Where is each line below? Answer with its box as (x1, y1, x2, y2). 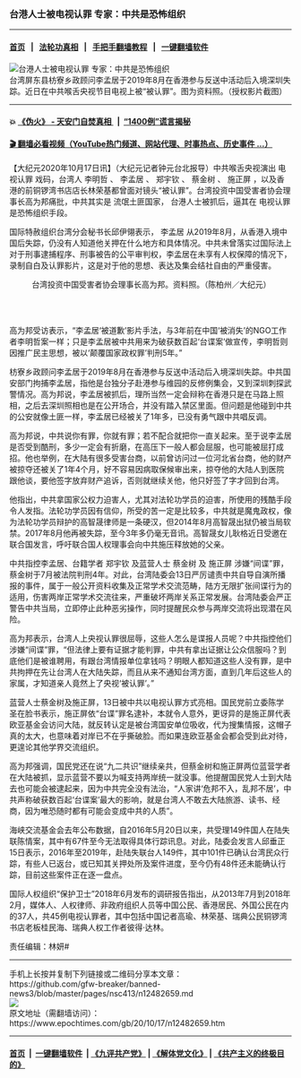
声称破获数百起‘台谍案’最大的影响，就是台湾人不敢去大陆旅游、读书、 (16, 795, 273, 806)
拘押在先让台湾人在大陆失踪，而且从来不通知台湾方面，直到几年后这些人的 (16, 667, 292, 677)
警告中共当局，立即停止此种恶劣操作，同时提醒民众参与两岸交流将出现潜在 (9, 603, 284, 614)
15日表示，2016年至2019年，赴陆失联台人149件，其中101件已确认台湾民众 (9, 847, 282, 858)
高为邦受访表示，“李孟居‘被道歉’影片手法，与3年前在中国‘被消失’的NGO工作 (9, 325, 288, 336)
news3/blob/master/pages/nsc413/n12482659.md (9, 988, 194, 999)
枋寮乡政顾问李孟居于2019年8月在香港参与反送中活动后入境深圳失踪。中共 (9, 367, 284, 377)
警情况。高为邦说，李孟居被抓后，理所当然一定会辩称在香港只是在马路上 (9, 389, 276, 400)
